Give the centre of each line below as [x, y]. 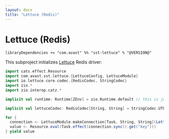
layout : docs [19, 10]
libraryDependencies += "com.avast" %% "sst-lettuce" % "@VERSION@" [78, 53]
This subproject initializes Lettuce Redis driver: [54, 62]
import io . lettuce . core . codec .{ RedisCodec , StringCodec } [66, 81]
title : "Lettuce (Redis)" [32, 15]
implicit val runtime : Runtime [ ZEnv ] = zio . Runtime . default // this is [82, 99]
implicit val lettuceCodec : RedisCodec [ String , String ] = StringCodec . [82, 108]
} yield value [20, 131]
